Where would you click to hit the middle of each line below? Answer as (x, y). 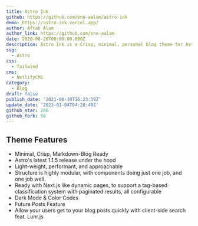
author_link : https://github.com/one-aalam (60, 34)
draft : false (22, 94)
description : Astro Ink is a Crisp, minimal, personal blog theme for (95, 45)
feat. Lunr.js (29, 217)
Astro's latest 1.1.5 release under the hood (65, 161)
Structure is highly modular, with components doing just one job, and (98, 173)
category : (18, 83)
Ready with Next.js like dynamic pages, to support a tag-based (91, 185)
